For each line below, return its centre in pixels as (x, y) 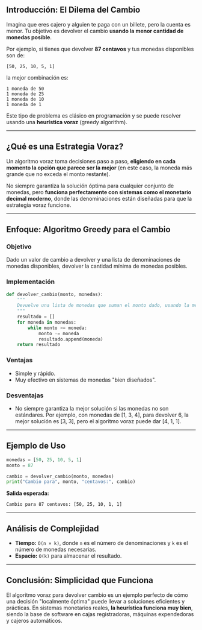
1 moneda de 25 (25, 94)
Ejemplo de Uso (36, 446)
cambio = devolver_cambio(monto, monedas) (60, 476)
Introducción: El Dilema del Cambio (73, 10)
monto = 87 (20, 465)
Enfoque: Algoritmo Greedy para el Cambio (88, 229)
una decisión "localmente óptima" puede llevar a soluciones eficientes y (96, 601)
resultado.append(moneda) (71, 339)
